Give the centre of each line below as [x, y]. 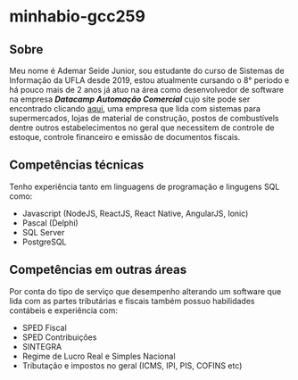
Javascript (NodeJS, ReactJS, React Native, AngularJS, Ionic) [135, 213]
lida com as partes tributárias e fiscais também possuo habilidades [132, 301]
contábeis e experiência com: [64, 310]
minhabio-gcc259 [77, 17]
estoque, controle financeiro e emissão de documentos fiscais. [125, 137]
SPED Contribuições [59, 337]
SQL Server [43, 232]
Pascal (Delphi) [50, 223]
